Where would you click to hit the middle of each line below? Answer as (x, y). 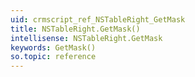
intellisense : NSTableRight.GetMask (86, 38)
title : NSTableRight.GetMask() (75, 29)
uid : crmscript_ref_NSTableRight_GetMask (98, 19)
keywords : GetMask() (53, 47)
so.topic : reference (53, 57)
